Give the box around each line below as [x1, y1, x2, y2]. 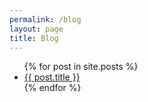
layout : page [9, 24, 64, 34]
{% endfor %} [23, 82, 82, 94]
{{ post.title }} [23, 71, 81, 83]
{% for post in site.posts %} [23, 61, 139, 73]
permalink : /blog [9, 14, 82, 25]
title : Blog [9, 33, 59, 43]
